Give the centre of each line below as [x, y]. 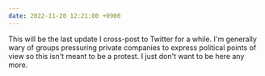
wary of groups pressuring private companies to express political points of [132, 47]
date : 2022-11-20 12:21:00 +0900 [65, 16]
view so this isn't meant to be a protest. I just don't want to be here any [126, 56]
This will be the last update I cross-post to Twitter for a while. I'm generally [132, 39]
